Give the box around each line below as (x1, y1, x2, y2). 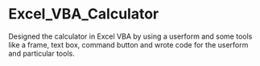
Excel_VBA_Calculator (8, 5, 159, 23)
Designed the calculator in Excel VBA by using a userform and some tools (8, 31, 253, 41)
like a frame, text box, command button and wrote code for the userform (8, 39, 249, 49)
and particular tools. (8, 48, 75, 58)
